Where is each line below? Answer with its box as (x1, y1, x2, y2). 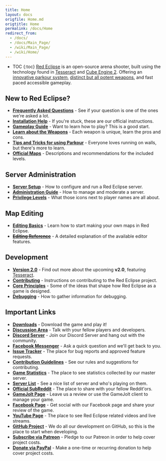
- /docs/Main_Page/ (10, 40, 51, 45)
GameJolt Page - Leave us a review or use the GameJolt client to (12, 391, 148, 397)
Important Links (5, 308, 56, 317)
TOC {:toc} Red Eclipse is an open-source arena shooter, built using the (12, 64, 161, 70)
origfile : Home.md (5, 17, 44, 22)
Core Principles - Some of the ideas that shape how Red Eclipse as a (12, 282, 156, 289)
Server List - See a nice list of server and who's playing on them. (12, 380, 148, 386)
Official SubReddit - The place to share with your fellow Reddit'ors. (12, 385, 152, 391)
